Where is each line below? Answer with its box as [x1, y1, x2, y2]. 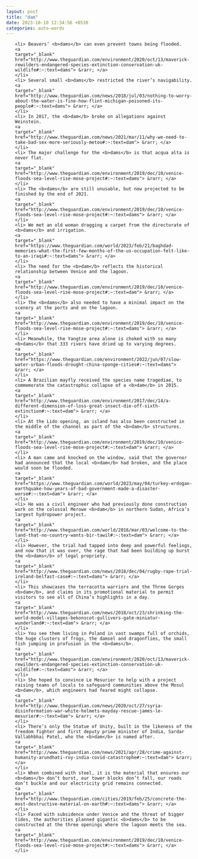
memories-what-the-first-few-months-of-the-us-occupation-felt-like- [14, 248, 190, 254]
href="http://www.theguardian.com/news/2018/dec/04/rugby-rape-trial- [14, 568, 193, 575]
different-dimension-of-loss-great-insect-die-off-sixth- [14, 403, 161, 409]
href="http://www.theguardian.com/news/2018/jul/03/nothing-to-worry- [14, 93, 193, 99]
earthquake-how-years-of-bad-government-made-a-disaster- [14, 486, 161, 492]
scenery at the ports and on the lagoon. [14, 305, 118, 311]
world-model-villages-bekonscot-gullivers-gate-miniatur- [14, 615, 161, 621]
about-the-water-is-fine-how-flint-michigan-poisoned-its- [14, 98, 164, 104]
